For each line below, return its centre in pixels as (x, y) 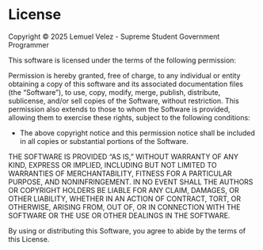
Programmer (29, 44)
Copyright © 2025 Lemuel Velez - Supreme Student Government (114, 36)
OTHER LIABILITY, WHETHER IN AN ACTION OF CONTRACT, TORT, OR (125, 199)
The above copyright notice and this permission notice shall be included (137, 133)
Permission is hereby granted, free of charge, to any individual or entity (124, 75)
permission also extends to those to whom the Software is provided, (120, 109)
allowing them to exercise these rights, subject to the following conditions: (130, 117)
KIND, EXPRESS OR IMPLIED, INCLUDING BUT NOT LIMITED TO (112, 165)
